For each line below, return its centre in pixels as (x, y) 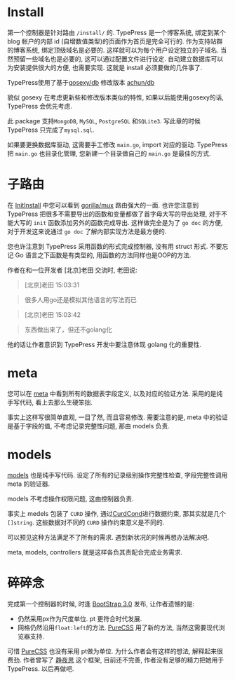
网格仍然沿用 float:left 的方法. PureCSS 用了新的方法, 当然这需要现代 (118, 627)
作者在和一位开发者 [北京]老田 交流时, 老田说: (73, 270)
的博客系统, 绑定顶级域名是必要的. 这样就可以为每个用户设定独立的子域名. (113, 50)
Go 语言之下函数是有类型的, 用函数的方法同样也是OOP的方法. (103, 255)
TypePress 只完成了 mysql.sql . (51, 130)
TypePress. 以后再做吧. (41, 668)
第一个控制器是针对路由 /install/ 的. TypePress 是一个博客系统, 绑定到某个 (116, 32)
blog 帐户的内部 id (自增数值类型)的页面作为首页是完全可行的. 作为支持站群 (115, 41)
